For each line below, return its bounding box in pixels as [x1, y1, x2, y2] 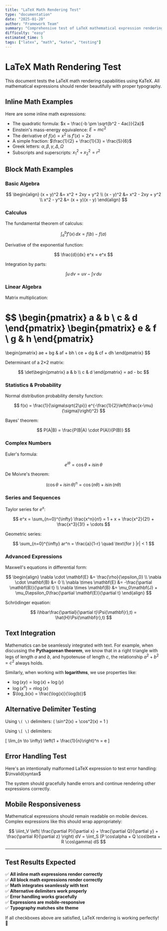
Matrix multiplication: [5, 295, 48, 300]
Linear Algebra [5, 283, 42, 290]
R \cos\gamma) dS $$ [61, 839, 106, 845]
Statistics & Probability [5, 381, 62, 388]
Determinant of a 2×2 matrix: [5, 359, 65, 365]
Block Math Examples [5, 165, 74, 174]
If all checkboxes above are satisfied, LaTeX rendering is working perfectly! [5, 915, 159, 921]
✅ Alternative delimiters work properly [5, 888, 87, 894]
